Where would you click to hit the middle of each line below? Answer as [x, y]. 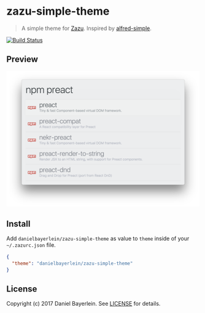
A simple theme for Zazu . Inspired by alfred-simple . [86, 28]
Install [18, 224]
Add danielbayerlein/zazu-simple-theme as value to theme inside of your [98, 238]
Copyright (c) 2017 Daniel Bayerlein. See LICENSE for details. [83, 304]
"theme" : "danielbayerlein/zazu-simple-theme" [72, 263]
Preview [22, 59]
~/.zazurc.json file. [31, 245]
